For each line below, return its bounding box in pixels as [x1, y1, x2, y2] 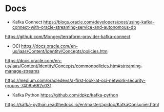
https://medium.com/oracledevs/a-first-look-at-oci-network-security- [5, 77, 145, 83]
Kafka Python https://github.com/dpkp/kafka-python [12, 92, 119, 98]
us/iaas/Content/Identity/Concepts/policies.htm [12, 48, 108, 54]
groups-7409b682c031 [5, 82, 52, 88]
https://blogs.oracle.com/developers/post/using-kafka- [43, 19, 155, 25]
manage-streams [5, 68, 40, 74]
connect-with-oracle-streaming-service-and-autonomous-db [12, 24, 137, 30]
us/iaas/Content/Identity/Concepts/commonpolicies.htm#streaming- [5, 63, 143, 69]
